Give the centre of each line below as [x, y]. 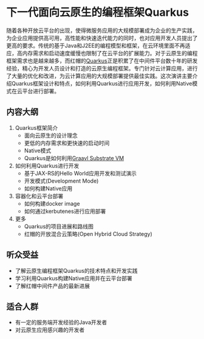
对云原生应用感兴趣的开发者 [50, 330]
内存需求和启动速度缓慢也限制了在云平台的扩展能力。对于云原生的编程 [110, 53]
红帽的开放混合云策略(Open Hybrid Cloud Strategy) [88, 233]
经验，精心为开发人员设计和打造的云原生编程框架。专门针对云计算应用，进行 [102, 68]
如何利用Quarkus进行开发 [47, 166]
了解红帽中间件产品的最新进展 [52, 286]
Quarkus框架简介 [36, 127]
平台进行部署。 [41, 91]
